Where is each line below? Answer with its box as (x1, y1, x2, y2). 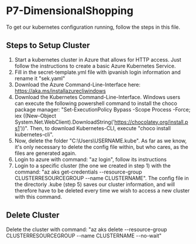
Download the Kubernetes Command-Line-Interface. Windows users (14, 93, 180, 100)
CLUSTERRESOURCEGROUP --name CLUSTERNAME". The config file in (14, 174, 189, 181)
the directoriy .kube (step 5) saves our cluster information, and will (14, 181, 176, 188)
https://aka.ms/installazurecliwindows (14, 87, 106, 94)
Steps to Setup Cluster (6, 40, 90, 50)
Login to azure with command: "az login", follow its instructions (14, 155, 167, 162)
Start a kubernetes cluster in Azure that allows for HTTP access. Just (14, 56, 181, 63)
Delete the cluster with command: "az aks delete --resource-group (6, 226, 167, 233)
